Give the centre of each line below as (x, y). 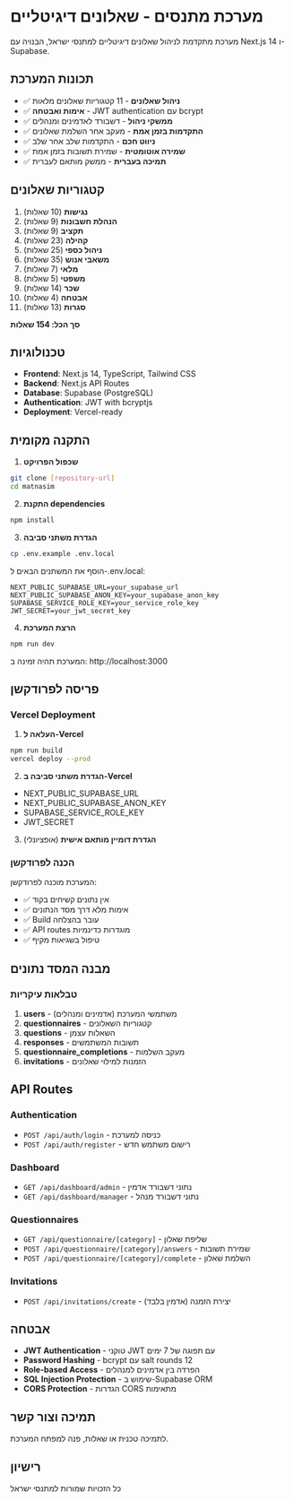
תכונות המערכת (52, 79)
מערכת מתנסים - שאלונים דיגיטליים (137, 17)
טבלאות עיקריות (44, 994)
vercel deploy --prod (51, 759)
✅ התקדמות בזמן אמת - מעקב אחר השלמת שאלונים (113, 131)
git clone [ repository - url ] (63, 478)
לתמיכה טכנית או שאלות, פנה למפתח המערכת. (90, 1439)
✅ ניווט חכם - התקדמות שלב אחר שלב (89, 141)
